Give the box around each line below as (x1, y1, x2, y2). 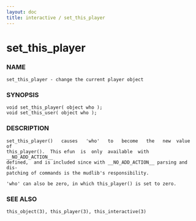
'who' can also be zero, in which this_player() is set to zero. (6, 181, 176, 187)
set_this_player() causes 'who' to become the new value (6, 138, 190, 144)
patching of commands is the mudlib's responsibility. (6, 170, 149, 176)
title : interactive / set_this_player (6, 15, 105, 21)
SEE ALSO (6, 195, 37, 203)
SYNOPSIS (6, 90, 39, 99)
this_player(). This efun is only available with (6, 148, 149, 154)
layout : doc (6, 9, 37, 15)
